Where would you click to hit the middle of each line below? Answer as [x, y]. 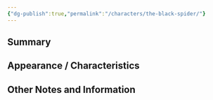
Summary [29, 42]
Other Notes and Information [71, 89]
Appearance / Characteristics [73, 66]
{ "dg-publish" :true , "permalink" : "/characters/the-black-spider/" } [106, 14]
